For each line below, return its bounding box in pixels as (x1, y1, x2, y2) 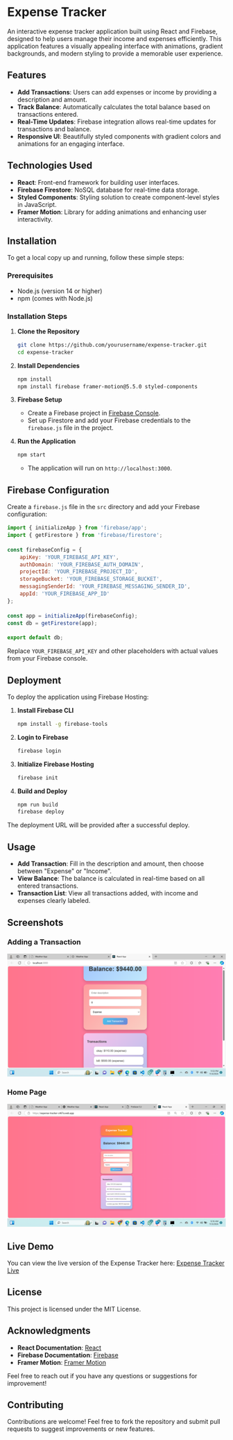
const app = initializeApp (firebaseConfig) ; (7, 612, 138, 619)
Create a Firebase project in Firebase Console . (27, 409, 161, 417)
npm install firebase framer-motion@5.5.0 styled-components (17, 383, 198, 390)
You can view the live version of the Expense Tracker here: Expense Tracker (7, 1259, 225, 1267)
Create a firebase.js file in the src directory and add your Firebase (7, 503, 200, 511)
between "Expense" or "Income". (17, 867, 112, 875)
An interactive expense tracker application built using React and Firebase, (7, 27, 218, 35)
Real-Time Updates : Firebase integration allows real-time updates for (17, 117, 216, 126)
